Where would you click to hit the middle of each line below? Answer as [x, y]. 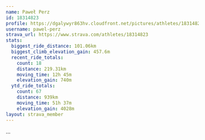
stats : [14, 40]
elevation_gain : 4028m [46, 109]
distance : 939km [38, 97]
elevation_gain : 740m [44, 80]
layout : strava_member [35, 114]
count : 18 [29, 63]
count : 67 [29, 92]
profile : [17, 23]
